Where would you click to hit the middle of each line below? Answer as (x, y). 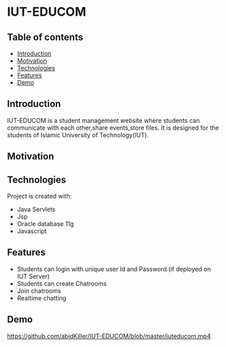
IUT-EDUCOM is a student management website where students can (103, 120)
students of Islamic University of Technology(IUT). (78, 135)
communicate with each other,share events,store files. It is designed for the (113, 128)
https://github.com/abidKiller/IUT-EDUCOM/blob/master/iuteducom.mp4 (109, 336)
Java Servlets (36, 210)
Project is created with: (40, 196)
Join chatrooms (39, 290)
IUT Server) (33, 276)
